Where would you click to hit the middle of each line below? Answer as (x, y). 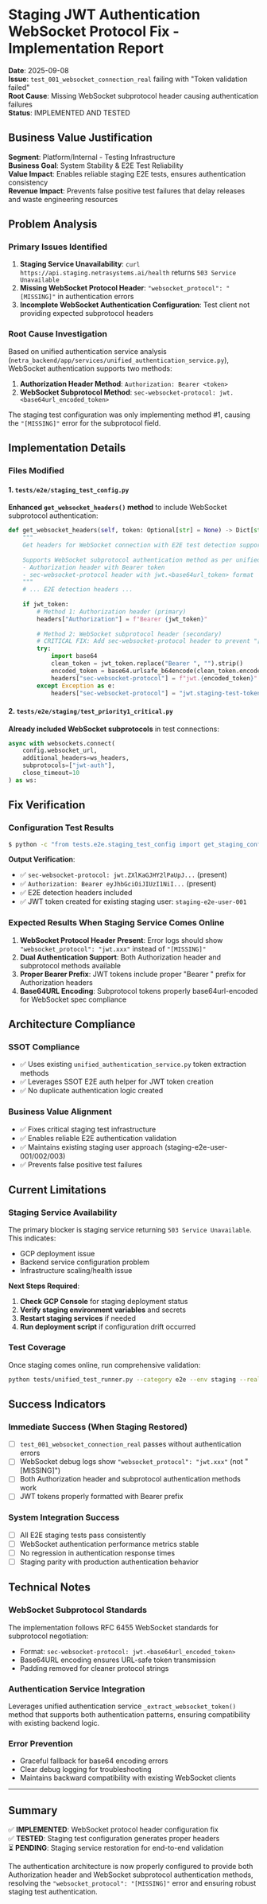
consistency (28, 182)
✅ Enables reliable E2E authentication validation (98, 1138)
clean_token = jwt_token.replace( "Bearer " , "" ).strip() (147, 664)
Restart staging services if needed (78, 1318)
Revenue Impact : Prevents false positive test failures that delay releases (127, 191)
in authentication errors (96, 297)
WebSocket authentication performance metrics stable (109, 1544)
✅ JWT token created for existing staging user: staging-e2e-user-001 (133, 901)
